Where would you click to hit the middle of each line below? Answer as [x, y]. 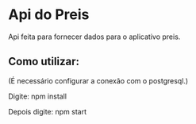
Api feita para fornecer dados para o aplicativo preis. [94, 37]
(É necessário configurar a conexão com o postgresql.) [98, 80]
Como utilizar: [44, 62]
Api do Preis [49, 15]
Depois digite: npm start [48, 111]
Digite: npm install [38, 96]
